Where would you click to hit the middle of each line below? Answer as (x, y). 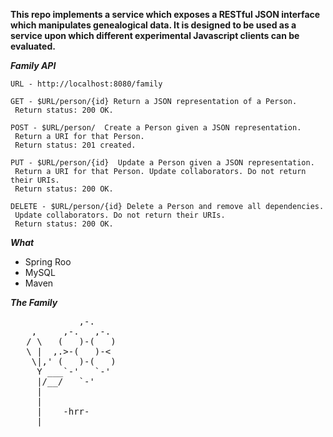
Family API (33, 65)
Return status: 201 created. (75, 145)
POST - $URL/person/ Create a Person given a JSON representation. (156, 128)
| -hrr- (63, 411)
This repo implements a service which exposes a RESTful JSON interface (165, 14)
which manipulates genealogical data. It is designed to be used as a (153, 25)
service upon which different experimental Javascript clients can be (155, 35)
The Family (34, 302)
